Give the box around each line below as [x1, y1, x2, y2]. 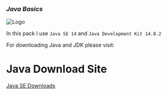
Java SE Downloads [6, 82, 56, 90]
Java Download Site [6, 62, 107, 76]
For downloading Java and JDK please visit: [6, 41, 115, 49]
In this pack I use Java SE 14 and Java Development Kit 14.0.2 [6, 30, 162, 37]
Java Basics [6, 5, 43, 13]
